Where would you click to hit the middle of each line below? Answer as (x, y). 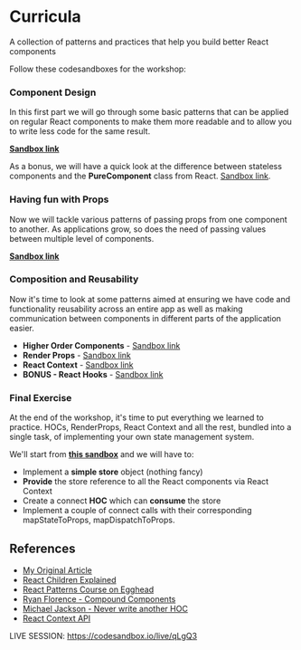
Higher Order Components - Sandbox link (101, 345)
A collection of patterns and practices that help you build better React (139, 42)
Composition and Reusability (74, 280)
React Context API (56, 618)
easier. (22, 328)
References (42, 548)
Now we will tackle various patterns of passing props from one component (148, 219)
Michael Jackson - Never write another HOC (105, 608)
